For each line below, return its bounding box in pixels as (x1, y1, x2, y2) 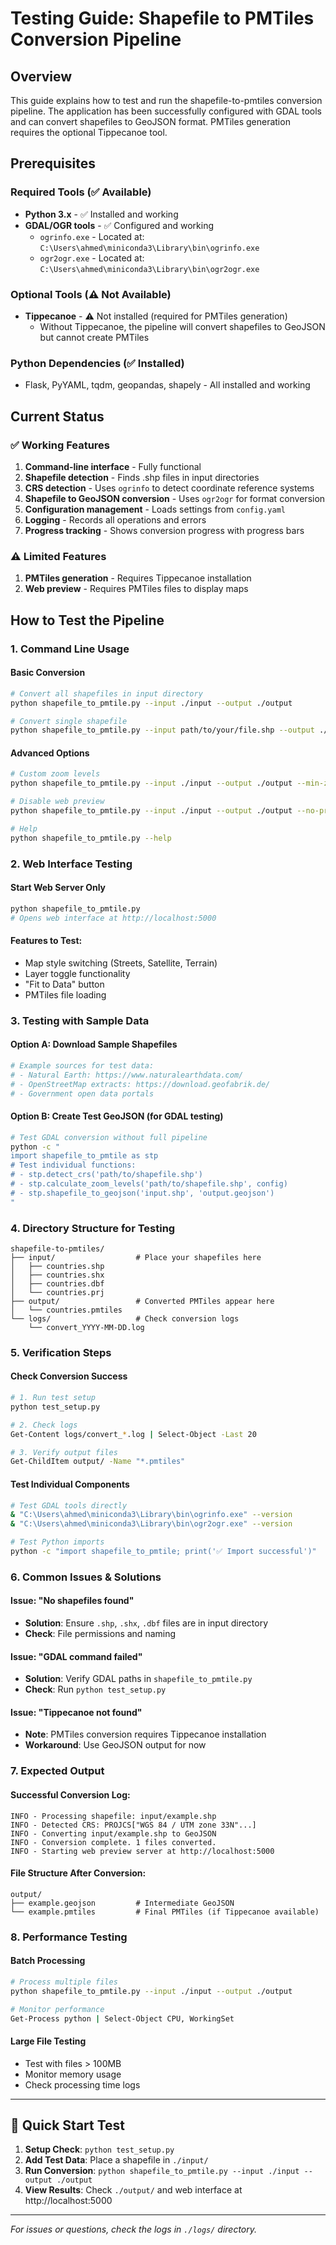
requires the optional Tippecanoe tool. (10, 127, 168, 138)
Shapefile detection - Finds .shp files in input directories (24, 471, 260, 483)
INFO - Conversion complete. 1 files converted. (10, 1837, 217, 1847)
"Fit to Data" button (24, 978, 105, 990)
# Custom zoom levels (10, 769, 101, 779)
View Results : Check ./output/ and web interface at (24, 2184, 243, 2196)
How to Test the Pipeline (10, 612, 165, 629)
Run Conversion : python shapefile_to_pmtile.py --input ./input (24, 2165, 300, 2177)
